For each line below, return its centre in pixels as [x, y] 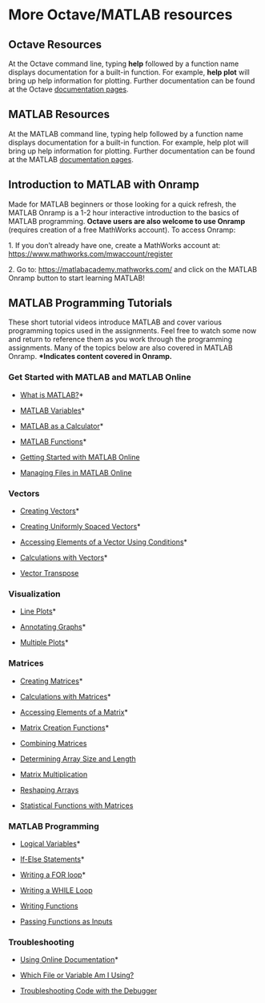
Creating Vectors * [50, 511]
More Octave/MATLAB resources [120, 15]
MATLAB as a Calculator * [62, 426]
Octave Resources [55, 45]
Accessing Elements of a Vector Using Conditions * [104, 542]
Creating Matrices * [51, 681]
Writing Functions [49, 906]
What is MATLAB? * [52, 394]
